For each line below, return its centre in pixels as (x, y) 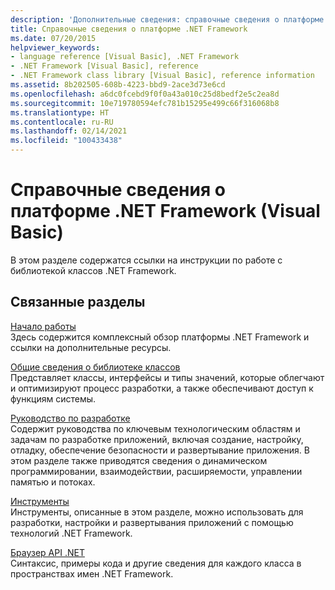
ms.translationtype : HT (60, 112)
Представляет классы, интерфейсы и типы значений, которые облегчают (167, 377)
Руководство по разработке (70, 418)
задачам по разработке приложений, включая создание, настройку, (157, 439)
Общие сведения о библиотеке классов (95, 367)
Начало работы (43, 326)
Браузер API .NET (47, 552)
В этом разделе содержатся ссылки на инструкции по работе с (146, 260)
